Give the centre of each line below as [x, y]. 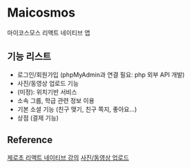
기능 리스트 [29, 57]
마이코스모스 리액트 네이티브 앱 [49, 32]
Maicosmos [41, 13]
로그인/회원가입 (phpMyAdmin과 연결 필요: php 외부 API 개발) [101, 75]
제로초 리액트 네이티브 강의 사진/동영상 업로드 [68, 158]
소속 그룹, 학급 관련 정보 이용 [56, 100]
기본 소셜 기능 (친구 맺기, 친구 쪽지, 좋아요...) [77, 109]
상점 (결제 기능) [38, 118]
